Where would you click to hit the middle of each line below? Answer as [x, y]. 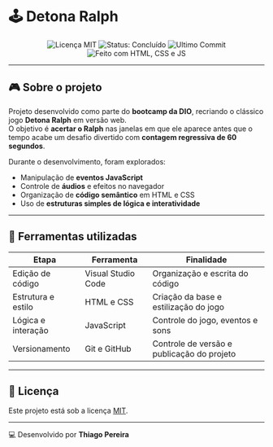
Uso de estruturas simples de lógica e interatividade [110, 203]
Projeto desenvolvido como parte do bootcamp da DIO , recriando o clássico [136, 111]
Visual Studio [110, 273]
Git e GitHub [108, 348]
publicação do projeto [194, 353]
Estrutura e [34, 296]
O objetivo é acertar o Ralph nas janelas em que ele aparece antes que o [131, 129]
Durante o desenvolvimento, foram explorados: [87, 161]
